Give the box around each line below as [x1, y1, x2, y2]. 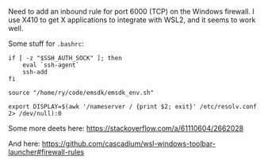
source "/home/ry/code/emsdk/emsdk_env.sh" [8, 89, 155, 97]
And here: [8, 139, 41, 148]
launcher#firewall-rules [8, 147, 85, 157]
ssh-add [22, 68, 48, 76]
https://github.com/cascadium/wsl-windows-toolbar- [42, 139, 216, 148]
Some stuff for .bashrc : [8, 39, 85, 48]
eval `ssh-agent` [22, 61, 80, 69]
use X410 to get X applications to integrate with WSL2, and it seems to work [8, 15, 256, 25]
